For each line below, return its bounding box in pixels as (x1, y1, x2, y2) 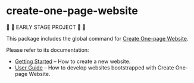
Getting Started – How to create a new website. (14, 58, 131, 65)
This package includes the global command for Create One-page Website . (6, 35, 189, 42)
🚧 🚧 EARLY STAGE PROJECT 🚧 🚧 (6, 24, 86, 31)
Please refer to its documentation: (6, 46, 89, 54)
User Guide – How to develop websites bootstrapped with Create (14, 64, 174, 71)
